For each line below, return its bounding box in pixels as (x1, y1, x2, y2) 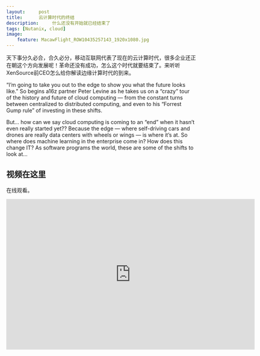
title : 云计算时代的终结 (6, 14, 75, 20)
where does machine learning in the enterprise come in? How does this (6, 138, 183, 145)
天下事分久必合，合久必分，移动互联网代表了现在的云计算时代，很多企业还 (6, 54, 191, 61)
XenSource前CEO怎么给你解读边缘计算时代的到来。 (6, 69, 134, 76)
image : (6, 31, 23, 37)
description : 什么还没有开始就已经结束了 (6, 20, 111, 26)
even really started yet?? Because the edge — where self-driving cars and (6, 125, 191, 132)
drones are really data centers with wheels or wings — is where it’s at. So (6, 131, 188, 139)
